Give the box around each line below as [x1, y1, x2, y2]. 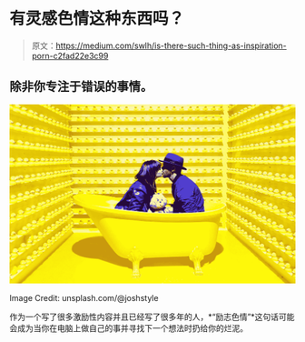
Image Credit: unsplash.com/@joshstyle [9, 293, 159, 304]
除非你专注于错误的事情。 [9, 79, 152, 95]
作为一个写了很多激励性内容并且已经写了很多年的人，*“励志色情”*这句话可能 [9, 311, 295, 323]
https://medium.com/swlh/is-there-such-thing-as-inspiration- [55, 40, 288, 51]
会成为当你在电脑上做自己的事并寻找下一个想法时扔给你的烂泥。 [9, 323, 248, 334]
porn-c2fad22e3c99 [31, 50, 109, 61]
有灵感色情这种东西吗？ [9, 8, 185, 29]
